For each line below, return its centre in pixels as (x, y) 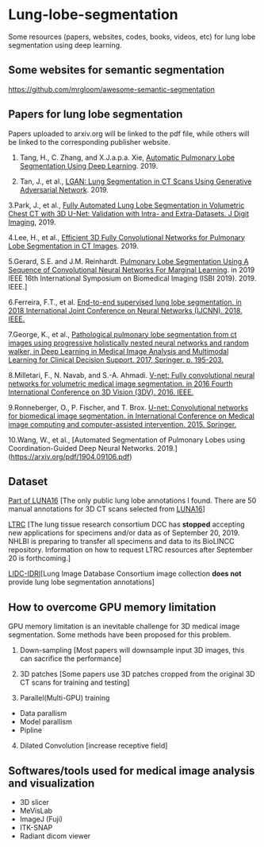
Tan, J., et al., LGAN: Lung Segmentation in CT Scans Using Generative (136, 181)
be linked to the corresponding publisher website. (89, 142)
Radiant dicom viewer (55, 836)
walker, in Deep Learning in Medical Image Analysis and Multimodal (119, 351)
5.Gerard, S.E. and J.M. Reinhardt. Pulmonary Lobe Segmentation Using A (128, 261)
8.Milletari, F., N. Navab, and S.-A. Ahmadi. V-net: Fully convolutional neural (132, 375)
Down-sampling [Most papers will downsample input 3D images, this (132, 651)
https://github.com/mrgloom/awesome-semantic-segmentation (112, 89)
